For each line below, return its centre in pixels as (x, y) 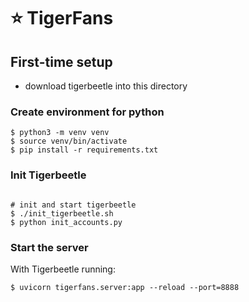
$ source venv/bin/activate (69, 141)
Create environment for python (87, 112)
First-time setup (61, 61)
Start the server (49, 247)
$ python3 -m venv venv (60, 133)
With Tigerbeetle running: (63, 269)
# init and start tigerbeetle (73, 205)
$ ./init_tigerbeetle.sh (62, 213)
